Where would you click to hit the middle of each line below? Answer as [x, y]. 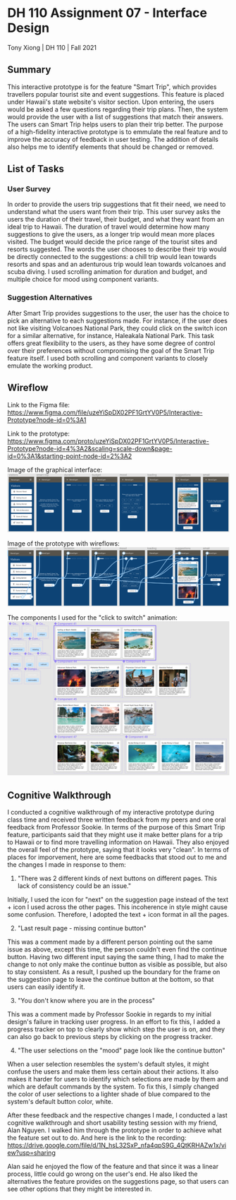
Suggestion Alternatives [50, 298]
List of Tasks [36, 169]
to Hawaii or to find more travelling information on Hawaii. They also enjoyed [118, 842]
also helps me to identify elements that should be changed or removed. [111, 147]
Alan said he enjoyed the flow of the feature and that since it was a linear [113, 1167]
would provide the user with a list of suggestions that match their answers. [116, 116]
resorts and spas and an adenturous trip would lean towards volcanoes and [117, 264]
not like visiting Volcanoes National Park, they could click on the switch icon [117, 328]
